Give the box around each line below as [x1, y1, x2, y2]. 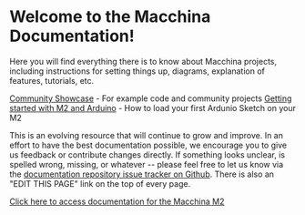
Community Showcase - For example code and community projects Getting [9, 93, 292, 104]
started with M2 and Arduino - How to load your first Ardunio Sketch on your [9, 102, 296, 113]
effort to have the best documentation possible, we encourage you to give [9, 139, 288, 150]
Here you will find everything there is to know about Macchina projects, [9, 56, 278, 67]
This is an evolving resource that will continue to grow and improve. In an [9, 129, 284, 140]
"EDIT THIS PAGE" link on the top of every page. [9, 178, 191, 189]
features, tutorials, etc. [9, 75, 95, 86]
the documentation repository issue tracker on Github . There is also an [9, 169, 275, 179]
